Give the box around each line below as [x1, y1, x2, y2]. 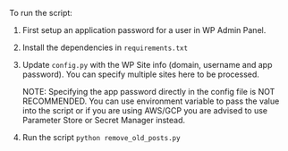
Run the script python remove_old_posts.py [21, 132, 181, 142]
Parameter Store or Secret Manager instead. [21, 115, 186, 125]
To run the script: [9, 8, 73, 18]
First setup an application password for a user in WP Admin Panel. [21, 25, 267, 35]
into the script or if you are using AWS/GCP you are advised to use [21, 105, 268, 115]
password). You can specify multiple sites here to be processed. [21, 69, 259, 80]
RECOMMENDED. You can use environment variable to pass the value [21, 96, 280, 106]
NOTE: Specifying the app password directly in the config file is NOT [21, 87, 275, 96]
